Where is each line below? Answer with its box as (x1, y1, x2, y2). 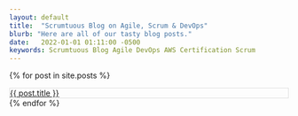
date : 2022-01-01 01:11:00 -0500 (9, 37, 141, 47)
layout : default (9, 12, 69, 22)
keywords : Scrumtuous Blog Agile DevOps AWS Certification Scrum (9, 46, 255, 55)
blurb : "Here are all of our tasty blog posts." (9, 29, 192, 38)
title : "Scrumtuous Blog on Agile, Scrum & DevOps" (9, 21, 208, 30)
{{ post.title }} (10, 88, 59, 98)
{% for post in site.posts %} (9, 70, 111, 81)
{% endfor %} (9, 98, 60, 109)
